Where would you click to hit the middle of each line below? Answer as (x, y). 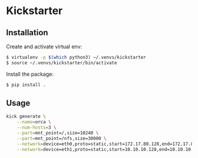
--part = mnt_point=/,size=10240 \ (58, 133)
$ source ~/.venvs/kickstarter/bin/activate (62, 63)
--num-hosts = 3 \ (37, 127)
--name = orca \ (34, 122)
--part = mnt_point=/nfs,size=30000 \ (62, 138)
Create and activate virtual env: (44, 46)
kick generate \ (26, 117)
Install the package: (30, 74)
